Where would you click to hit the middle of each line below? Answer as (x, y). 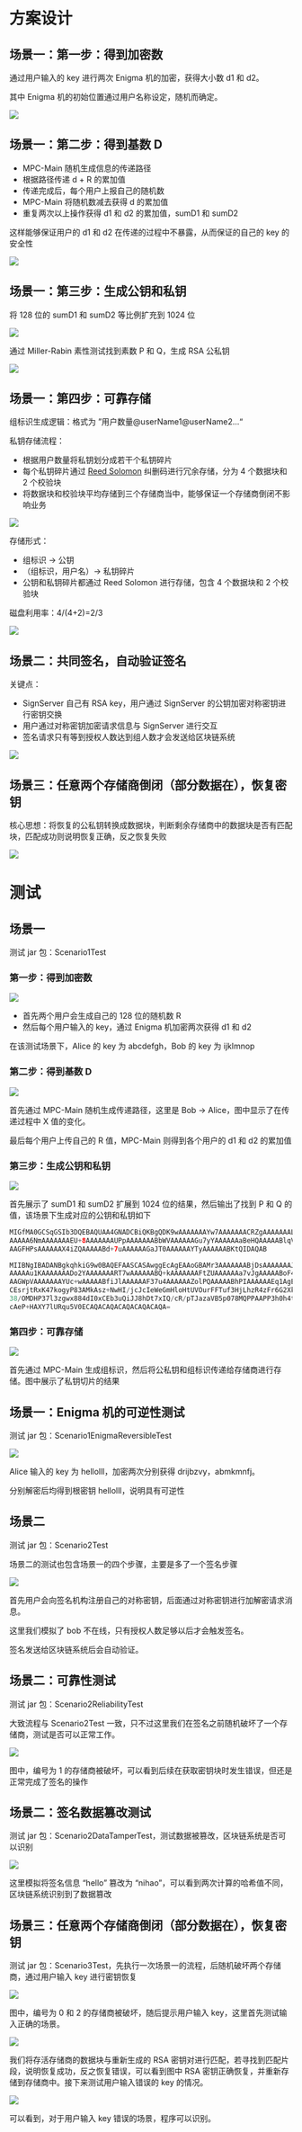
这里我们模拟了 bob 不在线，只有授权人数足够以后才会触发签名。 (129, 1630)
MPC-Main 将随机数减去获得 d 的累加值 (95, 201)
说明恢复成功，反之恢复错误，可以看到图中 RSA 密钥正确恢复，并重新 (153, 2071)
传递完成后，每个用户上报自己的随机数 (93, 191)
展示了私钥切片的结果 (80, 1381)
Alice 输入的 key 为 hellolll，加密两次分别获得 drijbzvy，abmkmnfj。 (135, 1471)
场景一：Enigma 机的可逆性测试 (98, 1412)
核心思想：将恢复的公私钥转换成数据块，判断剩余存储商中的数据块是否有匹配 (151, 825)
